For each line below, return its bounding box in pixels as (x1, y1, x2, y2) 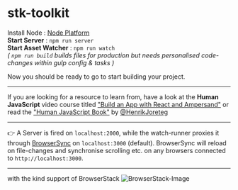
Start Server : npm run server (7, 35, 94, 44)
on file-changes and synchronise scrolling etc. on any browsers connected (7, 146, 227, 155)
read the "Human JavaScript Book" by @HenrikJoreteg (7, 108, 169, 116)
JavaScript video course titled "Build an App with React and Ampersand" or (7, 100, 229, 108)
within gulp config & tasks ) (34, 58, 115, 67)
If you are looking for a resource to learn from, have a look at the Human (7, 92, 219, 101)
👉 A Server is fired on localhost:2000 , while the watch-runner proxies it (7, 128, 220, 137)
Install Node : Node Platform (7, 28, 90, 37)
